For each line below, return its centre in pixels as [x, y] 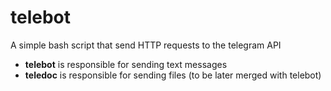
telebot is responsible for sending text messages [126, 64]
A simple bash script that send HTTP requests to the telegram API [146, 45]
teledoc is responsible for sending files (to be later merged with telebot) [173, 75]
